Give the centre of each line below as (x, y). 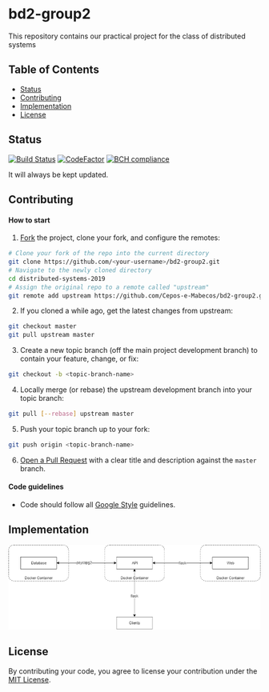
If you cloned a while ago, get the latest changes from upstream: (126, 311)
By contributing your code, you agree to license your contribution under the (133, 671)
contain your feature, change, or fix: (79, 359)
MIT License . (30, 679)
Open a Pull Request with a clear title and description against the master (138, 460)
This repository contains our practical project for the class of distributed (127, 36)
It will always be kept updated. (58, 174)
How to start (29, 220)
